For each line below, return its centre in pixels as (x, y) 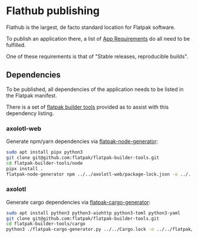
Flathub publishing (53, 11)
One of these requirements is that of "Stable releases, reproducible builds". (97, 56)
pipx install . (25, 169)
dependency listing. (30, 113)
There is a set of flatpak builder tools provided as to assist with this (88, 107)
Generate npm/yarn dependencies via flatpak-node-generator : (82, 141)
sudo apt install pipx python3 (44, 152)
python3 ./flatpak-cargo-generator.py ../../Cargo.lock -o (80, 229)
